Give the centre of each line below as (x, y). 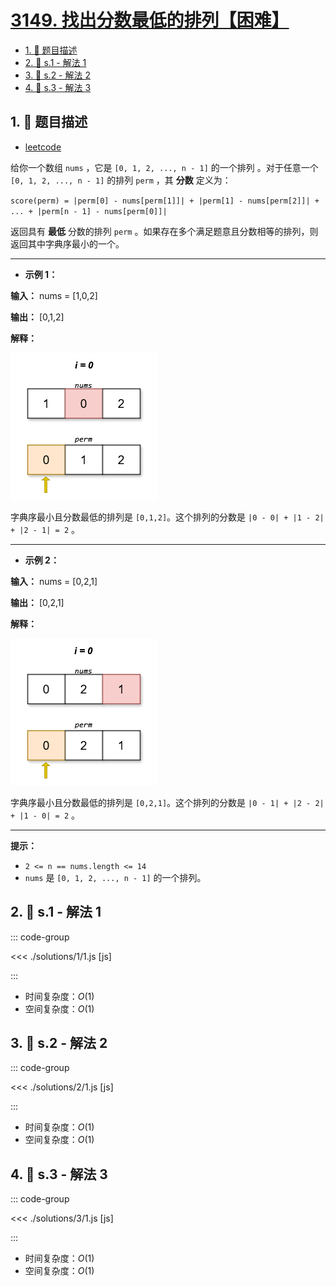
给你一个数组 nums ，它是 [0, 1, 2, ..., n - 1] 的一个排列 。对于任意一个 (164, 167)
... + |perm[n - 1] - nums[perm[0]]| (89, 211)
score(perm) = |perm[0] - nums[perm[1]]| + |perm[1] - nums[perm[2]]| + (165, 201)
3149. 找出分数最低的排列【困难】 (150, 20)
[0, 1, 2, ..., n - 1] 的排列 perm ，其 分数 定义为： (121, 180)
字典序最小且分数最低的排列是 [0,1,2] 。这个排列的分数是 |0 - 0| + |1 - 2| (167, 517)
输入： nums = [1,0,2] (54, 295)
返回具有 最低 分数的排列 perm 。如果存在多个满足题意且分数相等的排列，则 (164, 231)
